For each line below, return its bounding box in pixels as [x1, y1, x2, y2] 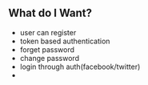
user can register [19, 27, 77, 37]
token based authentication [19, 36, 110, 46]
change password [19, 53, 80, 63]
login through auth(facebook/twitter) [19, 62, 141, 71]
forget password [19, 44, 74, 55]
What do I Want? [8, 6, 92, 20]
